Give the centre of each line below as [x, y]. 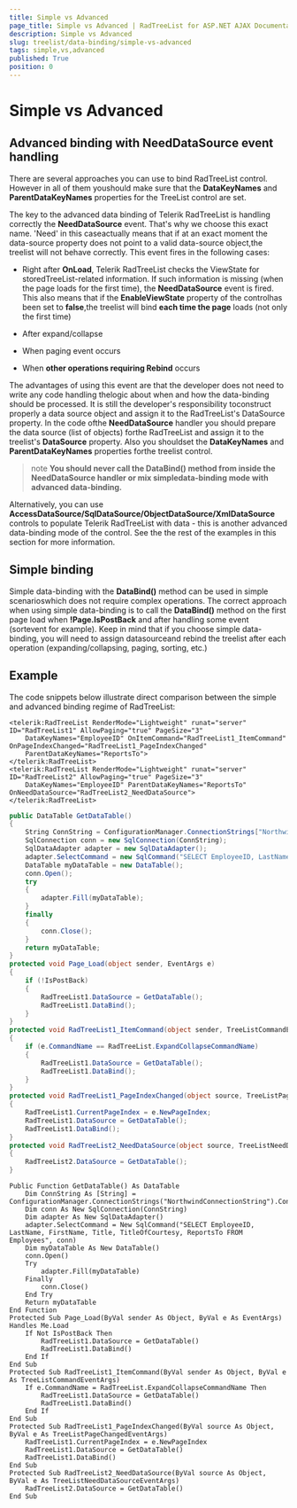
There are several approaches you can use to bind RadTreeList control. [138, 178]
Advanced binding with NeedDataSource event [141, 143]
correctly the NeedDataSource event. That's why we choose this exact [139, 223]
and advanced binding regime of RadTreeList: [92, 707]
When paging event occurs [71, 350]
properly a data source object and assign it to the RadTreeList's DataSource [147, 413]
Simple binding [52, 570]
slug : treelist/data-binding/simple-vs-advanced [100, 42]
